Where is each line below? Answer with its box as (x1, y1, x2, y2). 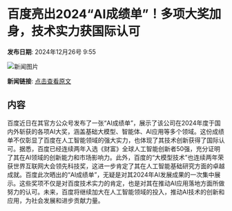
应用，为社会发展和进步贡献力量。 (7, 196, 104, 204)
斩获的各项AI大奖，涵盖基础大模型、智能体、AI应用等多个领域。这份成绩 (19, 127, 224, 135)
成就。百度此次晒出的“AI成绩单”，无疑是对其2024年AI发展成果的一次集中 (7, 170, 215, 179)
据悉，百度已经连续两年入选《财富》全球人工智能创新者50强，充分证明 (19, 144, 221, 152)
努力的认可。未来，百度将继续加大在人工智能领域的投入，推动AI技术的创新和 (7, 188, 225, 196)
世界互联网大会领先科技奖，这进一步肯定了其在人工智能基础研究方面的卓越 (12, 161, 225, 170)
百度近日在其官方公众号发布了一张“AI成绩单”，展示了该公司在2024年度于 (7, 119, 215, 127)
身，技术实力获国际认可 (7, 23, 141, 39)
